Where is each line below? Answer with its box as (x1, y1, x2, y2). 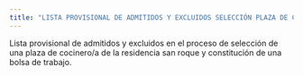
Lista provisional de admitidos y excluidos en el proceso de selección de (9, 38, 279, 48)
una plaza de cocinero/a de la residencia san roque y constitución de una (9, 46, 282, 58)
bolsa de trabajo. (9, 56, 72, 67)
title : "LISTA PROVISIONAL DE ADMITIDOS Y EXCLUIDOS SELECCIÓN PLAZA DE (9, 13, 289, 22)
